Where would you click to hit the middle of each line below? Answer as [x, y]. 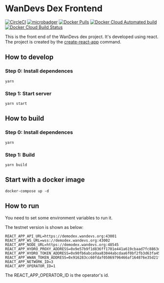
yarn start [16, 103]
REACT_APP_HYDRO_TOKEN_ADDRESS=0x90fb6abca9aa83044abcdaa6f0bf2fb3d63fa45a [84, 253]
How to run [22, 206]
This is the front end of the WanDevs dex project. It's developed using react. [82, 37]
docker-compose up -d [27, 191]
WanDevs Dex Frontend [54, 9]
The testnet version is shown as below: [44, 227]
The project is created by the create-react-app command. [63, 41]
